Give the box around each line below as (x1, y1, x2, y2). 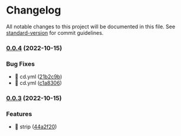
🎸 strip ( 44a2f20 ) (14, 123, 57, 130)
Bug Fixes (6, 59, 35, 68)
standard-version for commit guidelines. (6, 29, 104, 36)
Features (6, 110, 32, 118)
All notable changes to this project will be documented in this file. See (6, 23, 176, 30)
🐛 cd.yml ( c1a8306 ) (14, 79, 62, 87)
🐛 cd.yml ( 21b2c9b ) (14, 73, 62, 80)
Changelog (6, 4, 61, 17)
